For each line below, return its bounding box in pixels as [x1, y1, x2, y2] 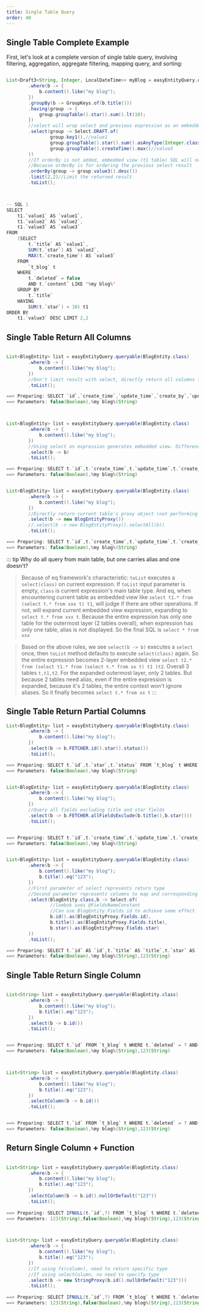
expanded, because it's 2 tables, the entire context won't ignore [21, 682, 182, 689]
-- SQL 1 [6, 201, 29, 207]
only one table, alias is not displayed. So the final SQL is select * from [21, 625, 199, 633]
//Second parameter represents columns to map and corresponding [28, 891, 198, 897]
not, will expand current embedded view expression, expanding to [21, 606, 188, 614]
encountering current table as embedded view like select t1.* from [21, 593, 193, 600]
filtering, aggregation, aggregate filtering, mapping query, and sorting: [6, 60, 183, 67]
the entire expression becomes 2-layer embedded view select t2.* [21, 656, 192, 663]
